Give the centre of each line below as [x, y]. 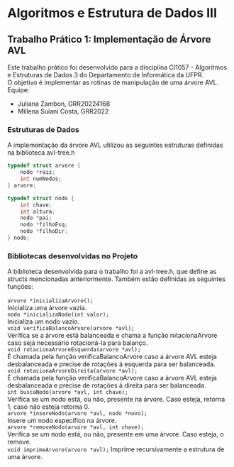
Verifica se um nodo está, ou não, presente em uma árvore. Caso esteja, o [116, 434]
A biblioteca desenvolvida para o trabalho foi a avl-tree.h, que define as [112, 272]
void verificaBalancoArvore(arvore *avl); [71, 329]
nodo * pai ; [36, 218]
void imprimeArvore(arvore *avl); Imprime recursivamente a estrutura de [116, 449]
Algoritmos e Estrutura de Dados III [112, 13]
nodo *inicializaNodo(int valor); [58, 315]
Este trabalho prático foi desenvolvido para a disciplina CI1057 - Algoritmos [117, 67]
